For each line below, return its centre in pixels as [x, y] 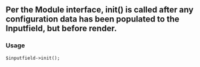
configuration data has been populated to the [92, 19]
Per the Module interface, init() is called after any [100, 10]
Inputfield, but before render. [61, 28]
